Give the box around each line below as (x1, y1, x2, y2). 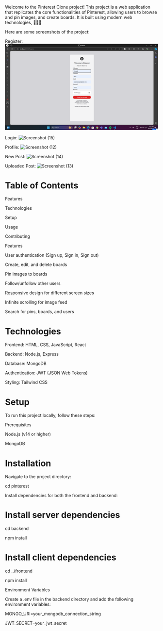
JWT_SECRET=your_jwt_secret (5, 620, 67, 626)
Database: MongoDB (5, 361, 47, 366)
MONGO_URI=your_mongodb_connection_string (5, 611, 101, 617)
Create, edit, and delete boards (5, 262, 67, 267)
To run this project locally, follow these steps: (5, 413, 96, 418)
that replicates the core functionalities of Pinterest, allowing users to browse (5, 9, 157, 15)
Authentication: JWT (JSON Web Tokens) (5, 370, 88, 376)
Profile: (5, 144, 19, 150)
